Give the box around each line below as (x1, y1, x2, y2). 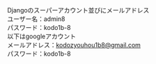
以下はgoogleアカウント (7, 32, 77, 40)
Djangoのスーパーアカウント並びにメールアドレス (7, 6, 150, 14)
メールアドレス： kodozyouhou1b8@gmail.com (7, 41, 141, 49)
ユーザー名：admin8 (7, 15, 65, 23)
